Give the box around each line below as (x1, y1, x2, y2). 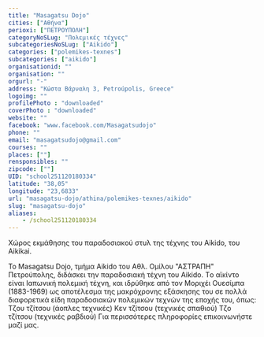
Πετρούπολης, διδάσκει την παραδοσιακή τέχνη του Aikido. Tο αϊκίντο (8, 270, 240, 280)
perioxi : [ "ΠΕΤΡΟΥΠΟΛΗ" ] (8, 26, 90, 34)
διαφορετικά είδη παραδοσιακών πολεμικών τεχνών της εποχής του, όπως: (8, 295, 257, 305)
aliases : (8, 209, 37, 217)
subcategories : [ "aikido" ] (8, 56, 97, 64)
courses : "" (8, 143, 47, 151)
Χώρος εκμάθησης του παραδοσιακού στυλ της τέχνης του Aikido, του (8, 238, 240, 248)
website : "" (8, 114, 47, 122)
